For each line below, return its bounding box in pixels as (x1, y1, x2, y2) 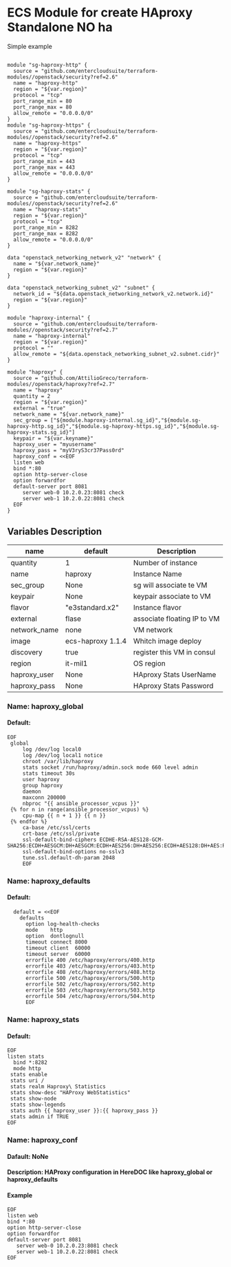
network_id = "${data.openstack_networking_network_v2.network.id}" (13, 290, 214, 297)
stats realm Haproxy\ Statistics (10, 1083, 107, 1090)
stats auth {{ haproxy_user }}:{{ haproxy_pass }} (10, 1107, 158, 1114)
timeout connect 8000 (25, 939, 88, 946)
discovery (10, 647, 43, 657)
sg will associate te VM (133, 580, 208, 590)
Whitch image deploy (133, 636, 202, 646)
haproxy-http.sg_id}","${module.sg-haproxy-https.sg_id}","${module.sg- (7, 423, 220, 429)
